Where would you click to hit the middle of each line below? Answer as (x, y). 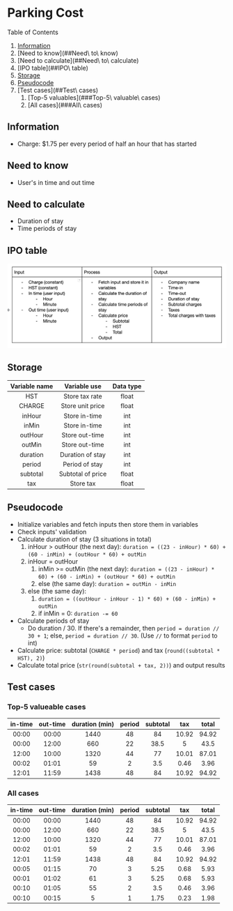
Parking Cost (46, 13)
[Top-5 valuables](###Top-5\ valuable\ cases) (94, 97)
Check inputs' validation (52, 532)
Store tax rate (83, 396)
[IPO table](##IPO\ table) (53, 68)
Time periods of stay (47, 229)
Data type (127, 386)
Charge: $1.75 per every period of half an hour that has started (107, 144)
